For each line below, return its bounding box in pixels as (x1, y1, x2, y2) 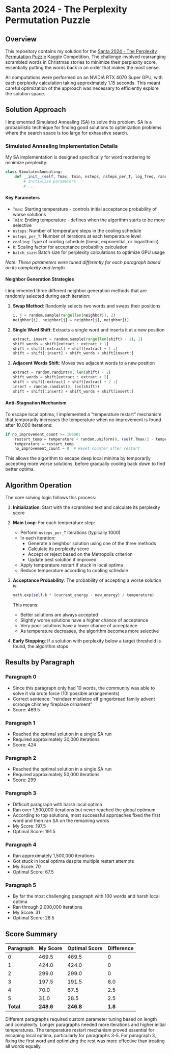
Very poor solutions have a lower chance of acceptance (20, 623, 138, 629)
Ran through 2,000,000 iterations (12, 904, 82, 910)
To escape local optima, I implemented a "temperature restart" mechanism (5, 411, 162, 417)
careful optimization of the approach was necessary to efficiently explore (5, 85, 159, 91)
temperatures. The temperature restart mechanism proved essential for (5, 1027, 155, 1033)
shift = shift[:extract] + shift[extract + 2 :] (12, 379, 118, 384)
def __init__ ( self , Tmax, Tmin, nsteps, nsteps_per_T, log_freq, (14, 174, 156, 179)
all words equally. (5, 1043, 42, 1049)
